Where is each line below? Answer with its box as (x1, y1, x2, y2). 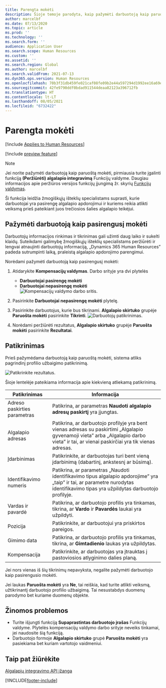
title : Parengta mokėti (5, 7, 54, 12)
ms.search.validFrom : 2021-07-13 (5, 72, 74, 77)
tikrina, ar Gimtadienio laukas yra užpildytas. (52, 540, 157, 547)
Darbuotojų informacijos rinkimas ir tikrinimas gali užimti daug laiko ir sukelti (5, 233, 160, 239)
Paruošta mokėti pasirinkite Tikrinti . (12, 312, 87, 319)
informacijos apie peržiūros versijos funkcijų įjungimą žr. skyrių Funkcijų (5, 180, 152, 186)
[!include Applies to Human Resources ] (5, 141, 85, 147)
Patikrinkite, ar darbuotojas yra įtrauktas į (52, 548, 147, 555)
